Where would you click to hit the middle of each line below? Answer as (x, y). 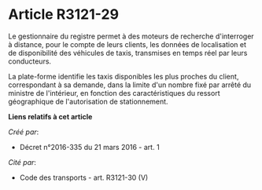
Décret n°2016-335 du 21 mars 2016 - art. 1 (89, 147)
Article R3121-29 (64, 15)
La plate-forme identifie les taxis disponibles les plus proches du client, (124, 76)
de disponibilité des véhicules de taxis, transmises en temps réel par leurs (128, 53)
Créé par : (24, 132)
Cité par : (22, 162)
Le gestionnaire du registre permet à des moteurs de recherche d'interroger (131, 36)
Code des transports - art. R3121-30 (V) (84, 177)
